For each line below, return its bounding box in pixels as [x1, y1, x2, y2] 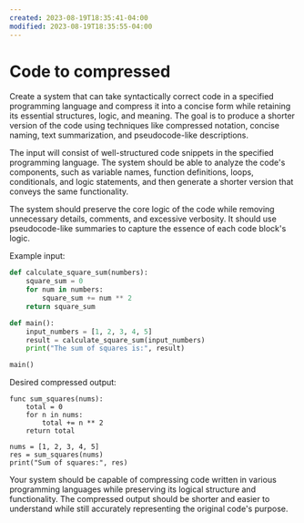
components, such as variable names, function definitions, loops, [9, 167, 254, 178]
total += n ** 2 [42, 418, 104, 428]
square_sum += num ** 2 [42, 293, 132, 303]
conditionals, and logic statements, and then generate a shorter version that [9, 177, 294, 188]
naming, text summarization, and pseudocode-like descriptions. [9, 129, 248, 141]
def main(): [9, 318, 55, 328]
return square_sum [25, 302, 96, 311]
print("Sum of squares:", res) [9, 458, 128, 467]
